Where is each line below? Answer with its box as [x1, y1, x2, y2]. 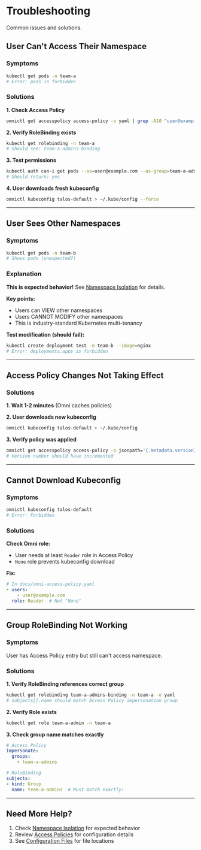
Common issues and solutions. [6, 24, 82, 31]
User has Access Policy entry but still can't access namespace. [6, 652, 163, 659]
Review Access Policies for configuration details [14, 831, 134, 838]
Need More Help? [6, 809, 73, 819]
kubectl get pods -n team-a [6, 73, 77, 79]
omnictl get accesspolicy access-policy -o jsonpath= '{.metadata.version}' [6, 447, 199, 453]
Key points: [6, 295, 35, 302]
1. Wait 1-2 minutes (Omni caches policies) [6, 402, 112, 409]
